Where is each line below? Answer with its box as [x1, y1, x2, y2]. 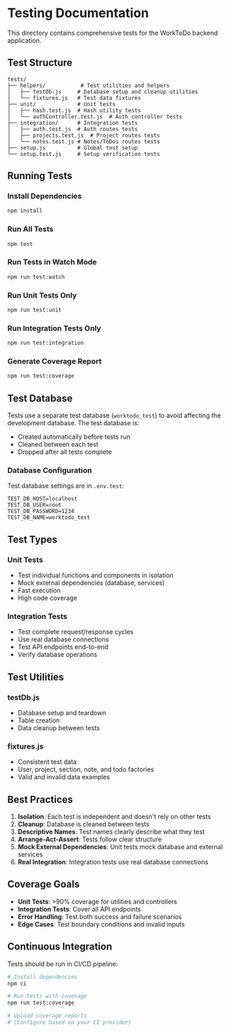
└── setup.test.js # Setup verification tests [7, 150, 160, 157]
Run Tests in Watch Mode [7, 257, 97, 267]
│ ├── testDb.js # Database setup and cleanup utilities [7, 88, 199, 95]
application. [7, 36, 42, 44]
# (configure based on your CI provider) [7, 1019, 132, 1027]
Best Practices [7, 793, 73, 806]
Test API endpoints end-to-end [17, 643, 109, 651]
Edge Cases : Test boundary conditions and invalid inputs [17, 920, 185, 928]
